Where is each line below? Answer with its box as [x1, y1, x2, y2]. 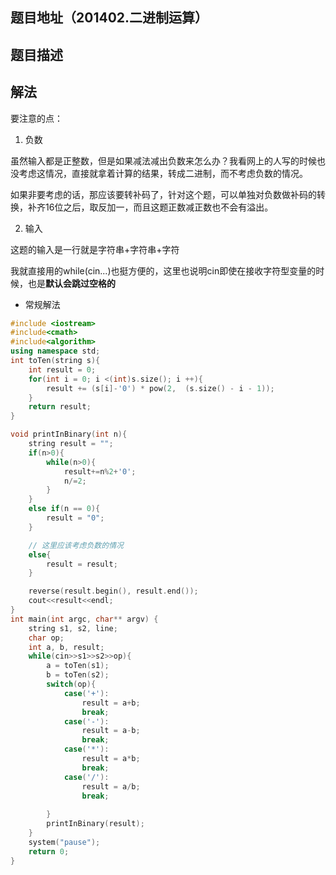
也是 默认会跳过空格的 [27, 277, 116, 289]
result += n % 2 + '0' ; [63, 466, 137, 477]
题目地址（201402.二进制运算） [10, 9, 209, 27]
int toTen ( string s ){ [10, 356, 101, 366]
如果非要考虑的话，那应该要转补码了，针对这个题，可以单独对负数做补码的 [10, 188, 317, 200]
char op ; [28, 633, 65, 643]
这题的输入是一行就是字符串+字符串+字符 [10, 243, 180, 255]
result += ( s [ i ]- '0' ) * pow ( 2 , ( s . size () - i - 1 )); [46, 383, 275, 393]
